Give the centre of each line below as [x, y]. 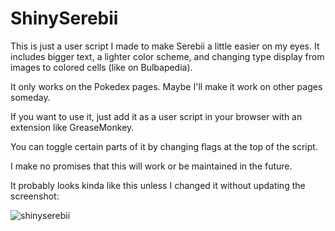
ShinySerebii [64, 18]
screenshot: [35, 196]
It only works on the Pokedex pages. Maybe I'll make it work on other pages [166, 86]
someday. [30, 97]
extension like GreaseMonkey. [72, 127]
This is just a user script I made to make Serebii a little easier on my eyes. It [165, 46]
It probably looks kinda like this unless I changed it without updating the [158, 185]
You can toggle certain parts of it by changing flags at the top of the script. [164, 146]
